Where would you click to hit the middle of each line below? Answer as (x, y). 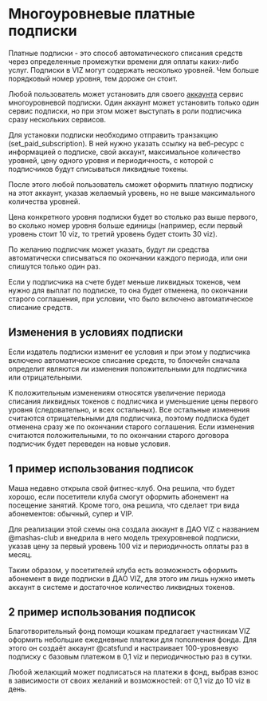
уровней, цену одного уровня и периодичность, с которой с (111, 160)
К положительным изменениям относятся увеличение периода (117, 392)
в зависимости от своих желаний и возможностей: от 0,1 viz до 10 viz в (130, 681)
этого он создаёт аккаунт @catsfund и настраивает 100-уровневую (124, 648)
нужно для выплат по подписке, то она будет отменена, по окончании (128, 290)
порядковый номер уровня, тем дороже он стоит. (93, 78)
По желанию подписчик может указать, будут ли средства (109, 249)
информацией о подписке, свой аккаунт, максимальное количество (124, 152)
